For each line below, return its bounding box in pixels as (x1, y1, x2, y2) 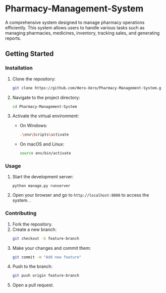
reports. (5, 35, 21, 41)
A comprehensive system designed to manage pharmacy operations (5, 19, 145, 25)
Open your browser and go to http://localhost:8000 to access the (12, 192, 150, 198)
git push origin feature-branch (12, 273, 79, 278)
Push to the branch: (12, 264, 53, 270)
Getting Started (5, 50, 54, 58)
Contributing (5, 210, 37, 217)
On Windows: (19, 123, 48, 129)
